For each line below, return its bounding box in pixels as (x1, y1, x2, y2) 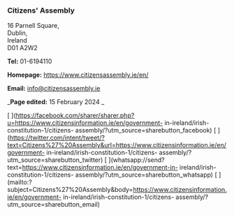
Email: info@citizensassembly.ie (7, 84, 101, 93)
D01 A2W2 (7, 44, 38, 52)
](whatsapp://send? (108, 156, 166, 164)
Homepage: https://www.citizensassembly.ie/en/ (7, 71, 149, 79)
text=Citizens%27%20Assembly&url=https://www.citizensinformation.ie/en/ (7, 141, 227, 149)
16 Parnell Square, (7, 22, 59, 30)
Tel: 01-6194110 (7, 57, 52, 66)
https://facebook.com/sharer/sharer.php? (15, 111, 135, 120)
